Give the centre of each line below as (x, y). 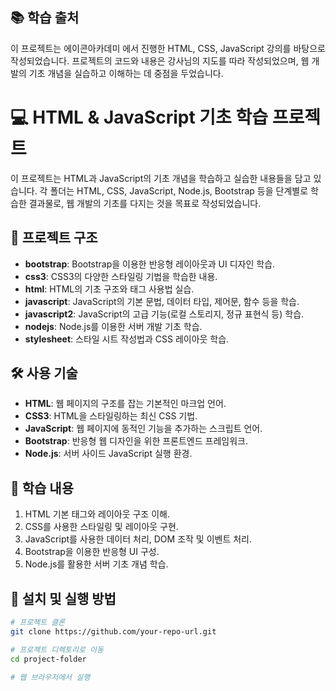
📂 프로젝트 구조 (54, 238)
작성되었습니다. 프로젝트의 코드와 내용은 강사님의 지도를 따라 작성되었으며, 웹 (160, 60)
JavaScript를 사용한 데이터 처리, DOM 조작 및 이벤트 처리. (138, 539)
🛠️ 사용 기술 (44, 373)
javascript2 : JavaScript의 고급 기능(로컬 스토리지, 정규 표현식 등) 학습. (164, 314)
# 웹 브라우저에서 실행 (50, 677)
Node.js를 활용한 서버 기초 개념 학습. (96, 564)
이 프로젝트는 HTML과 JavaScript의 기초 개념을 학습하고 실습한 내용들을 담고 (161, 178)
